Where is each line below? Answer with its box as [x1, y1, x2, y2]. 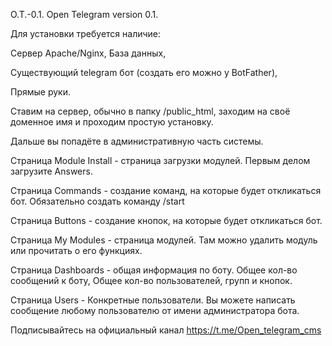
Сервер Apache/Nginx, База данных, [10, 47, 167, 59]
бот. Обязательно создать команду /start [10, 195, 185, 207]
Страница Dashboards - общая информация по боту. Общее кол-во [10, 264, 298, 276]
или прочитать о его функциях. [10, 245, 143, 256]
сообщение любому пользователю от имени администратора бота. [10, 305, 300, 316]
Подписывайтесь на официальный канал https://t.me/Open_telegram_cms [10, 324, 322, 336]
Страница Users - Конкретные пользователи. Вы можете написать [10, 294, 296, 306]
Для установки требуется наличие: [10, 28, 162, 39]
